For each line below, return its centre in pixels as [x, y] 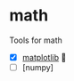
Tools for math [36, 40]
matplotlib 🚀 [44, 57]
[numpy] [37, 67]
